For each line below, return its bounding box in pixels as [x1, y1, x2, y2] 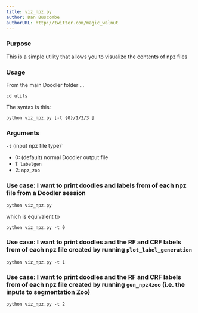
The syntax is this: [6, 103, 51, 110]
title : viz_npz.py [6, 8, 52, 15]
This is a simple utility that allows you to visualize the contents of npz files [6, 53, 188, 60]
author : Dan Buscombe [6, 14, 60, 20]
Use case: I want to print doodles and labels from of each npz [6, 181, 187, 190]
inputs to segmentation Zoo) [6, 287, 91, 296]
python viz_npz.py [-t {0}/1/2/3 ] [6, 114, 95, 121]
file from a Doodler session [6, 189, 86, 197]
